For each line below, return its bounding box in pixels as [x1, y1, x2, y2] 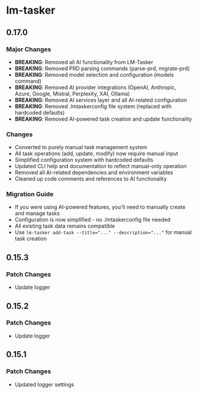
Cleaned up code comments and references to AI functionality [14, 175, 167, 182]
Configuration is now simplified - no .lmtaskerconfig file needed [14, 216, 171, 223]
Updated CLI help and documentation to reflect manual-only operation [14, 163, 187, 170]
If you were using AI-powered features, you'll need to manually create [14, 203, 186, 211]
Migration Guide [6, 190, 54, 198]
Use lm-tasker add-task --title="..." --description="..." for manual [14, 229, 192, 236]
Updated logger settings [14, 381, 75, 388]
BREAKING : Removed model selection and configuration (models [14, 71, 174, 78]
